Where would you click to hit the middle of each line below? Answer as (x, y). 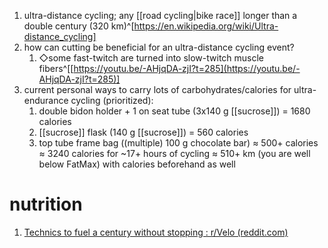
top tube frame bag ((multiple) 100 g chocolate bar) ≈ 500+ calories (178, 143)
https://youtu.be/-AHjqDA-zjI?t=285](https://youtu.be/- (187, 68)
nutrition (46, 204)
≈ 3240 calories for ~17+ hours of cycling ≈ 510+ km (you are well (174, 153)
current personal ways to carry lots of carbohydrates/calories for (157, 89)
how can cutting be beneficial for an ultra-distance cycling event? (159, 47)
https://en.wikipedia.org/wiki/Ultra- (206, 26)
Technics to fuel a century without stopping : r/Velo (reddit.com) (156, 232)
